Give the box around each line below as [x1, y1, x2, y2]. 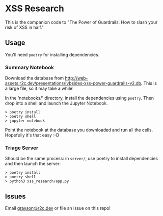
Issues [5, 192, 26, 200]
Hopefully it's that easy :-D [5, 132, 60, 138]
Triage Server [5, 144, 38, 151]
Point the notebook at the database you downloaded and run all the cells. [5, 127, 153, 133]
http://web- [65, 75, 88, 81]
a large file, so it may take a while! [5, 85, 74, 91]
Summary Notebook [5, 64, 54, 71]
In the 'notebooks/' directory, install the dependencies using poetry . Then [5, 95, 154, 101]
